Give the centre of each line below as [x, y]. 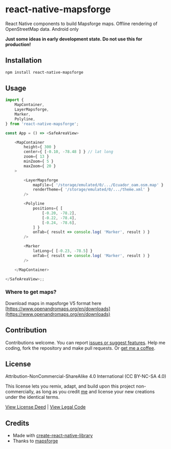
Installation [24, 61]
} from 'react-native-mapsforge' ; [42, 124]
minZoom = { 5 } [39, 162]
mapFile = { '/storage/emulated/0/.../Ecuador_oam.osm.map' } [98, 185]
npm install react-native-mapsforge [44, 72]
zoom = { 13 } [37, 157]
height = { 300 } [40, 147]
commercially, [20, 392]
